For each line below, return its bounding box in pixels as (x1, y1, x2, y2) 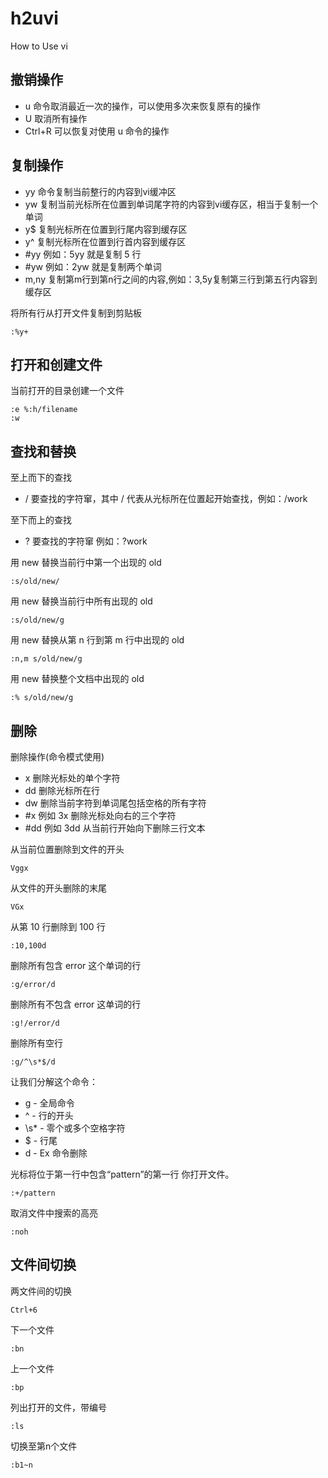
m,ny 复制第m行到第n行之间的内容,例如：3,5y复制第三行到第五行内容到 (24, 273, 318, 285)
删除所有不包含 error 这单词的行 (10, 998, 142, 1010)
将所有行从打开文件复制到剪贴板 (10, 307, 142, 319)
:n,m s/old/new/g (10, 654, 83, 664)
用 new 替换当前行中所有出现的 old (10, 595, 153, 607)
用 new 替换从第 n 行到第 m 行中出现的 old (10, 634, 185, 646)
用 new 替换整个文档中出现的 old (10, 673, 145, 685)
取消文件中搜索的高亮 (10, 1207, 98, 1219)
